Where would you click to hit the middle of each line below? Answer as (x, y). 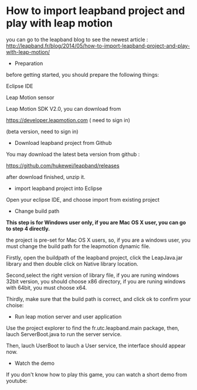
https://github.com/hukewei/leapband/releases (63, 165)
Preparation (29, 63)
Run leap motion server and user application (68, 316)
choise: (15, 305)
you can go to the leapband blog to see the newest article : (77, 39)
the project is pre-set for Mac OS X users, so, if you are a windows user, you (98, 240)
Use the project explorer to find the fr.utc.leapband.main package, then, (93, 328)
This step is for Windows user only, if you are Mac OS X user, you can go (96, 222)
